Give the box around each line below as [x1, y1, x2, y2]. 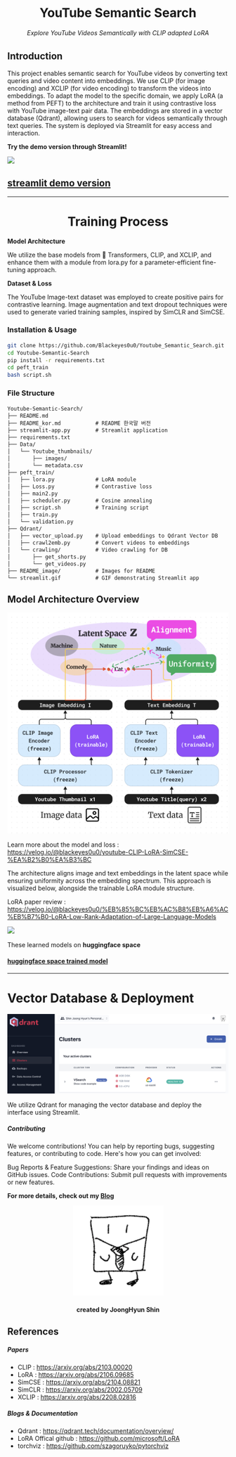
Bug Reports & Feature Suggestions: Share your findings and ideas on [7, 1163, 209, 1172]
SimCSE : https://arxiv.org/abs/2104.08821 [17, 1378, 140, 1387]
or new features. [7, 1178, 55, 1186]
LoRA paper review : [7, 898, 66, 906]
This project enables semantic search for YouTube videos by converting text [7, 69, 228, 77]
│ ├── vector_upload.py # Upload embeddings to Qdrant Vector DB [7, 532, 218, 539]
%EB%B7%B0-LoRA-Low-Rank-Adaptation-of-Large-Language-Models [7, 913, 216, 921]
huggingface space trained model [7, 956, 108, 965]
